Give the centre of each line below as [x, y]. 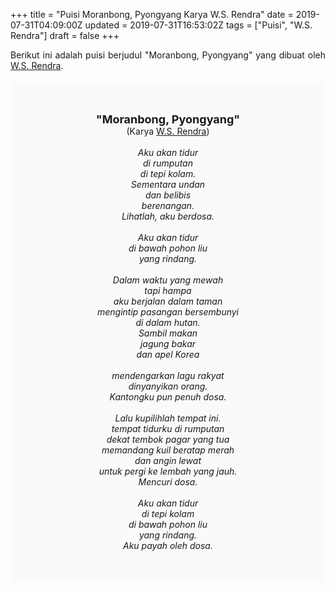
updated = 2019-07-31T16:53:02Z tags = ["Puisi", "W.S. [198, 25]
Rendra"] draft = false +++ [65, 35]
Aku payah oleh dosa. [168, 545]
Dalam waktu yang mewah [168, 280]
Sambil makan [168, 333]
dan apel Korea [168, 354]
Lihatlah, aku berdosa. [168, 216]
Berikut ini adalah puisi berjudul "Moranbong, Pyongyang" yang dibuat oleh [168, 55]
